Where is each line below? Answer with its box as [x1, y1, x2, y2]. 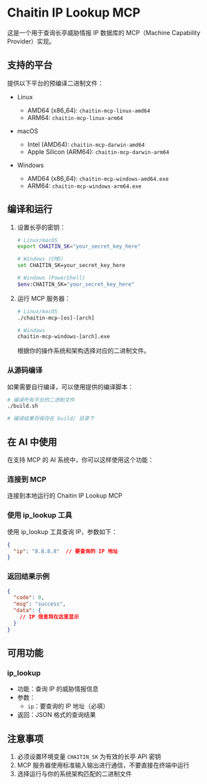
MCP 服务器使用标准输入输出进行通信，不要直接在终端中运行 [17, 761, 190, 770]
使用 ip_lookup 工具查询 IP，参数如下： [7, 527, 118, 536]
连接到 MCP [7, 474, 47, 484]
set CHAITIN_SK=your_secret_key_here [17, 262, 126, 269]
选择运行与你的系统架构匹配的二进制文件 [17, 770, 132, 778]
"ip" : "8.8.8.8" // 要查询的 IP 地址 [13, 547, 118, 555]
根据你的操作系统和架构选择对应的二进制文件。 [17, 346, 150, 355]
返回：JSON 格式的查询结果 [17, 711, 96, 719]
